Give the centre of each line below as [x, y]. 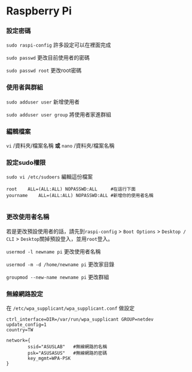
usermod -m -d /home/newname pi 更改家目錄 [60, 264]
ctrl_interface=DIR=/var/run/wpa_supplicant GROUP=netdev [80, 319]
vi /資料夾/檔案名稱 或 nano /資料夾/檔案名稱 [60, 146]
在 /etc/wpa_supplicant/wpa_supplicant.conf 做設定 [71, 308]
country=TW [20, 330]
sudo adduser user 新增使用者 [43, 102]
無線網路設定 [25, 294]
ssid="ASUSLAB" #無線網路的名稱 [68, 347]
